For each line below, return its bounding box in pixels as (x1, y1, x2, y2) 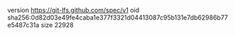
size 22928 (40, 21, 74, 29)
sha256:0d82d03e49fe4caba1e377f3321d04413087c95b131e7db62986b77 (7, 13, 229, 22)
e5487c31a (7, 21, 40, 29)
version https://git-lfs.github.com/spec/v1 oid (7, 6, 140, 14)
